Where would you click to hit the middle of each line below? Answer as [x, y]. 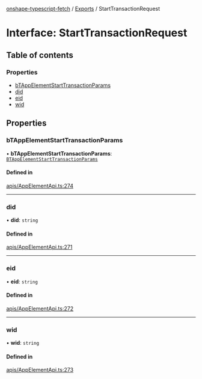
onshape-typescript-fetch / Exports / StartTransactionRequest [83, 9]
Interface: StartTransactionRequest [97, 33]
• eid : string [22, 281]
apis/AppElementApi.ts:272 [40, 308]
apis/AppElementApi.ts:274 [40, 186]
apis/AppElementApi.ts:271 [39, 247]
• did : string [22, 220]
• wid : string [23, 343]
